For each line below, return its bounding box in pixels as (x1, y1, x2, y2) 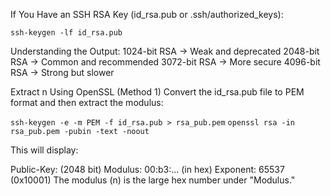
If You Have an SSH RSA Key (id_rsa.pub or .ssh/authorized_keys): (10, 9, 284, 20)
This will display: (10, 144, 79, 156)
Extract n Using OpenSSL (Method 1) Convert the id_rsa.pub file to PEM (10, 86, 305, 98)
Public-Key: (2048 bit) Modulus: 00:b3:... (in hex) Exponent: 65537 (10, 164, 285, 175)
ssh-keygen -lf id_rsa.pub (10, 28, 123, 38)
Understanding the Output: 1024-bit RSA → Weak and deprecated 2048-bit (10, 45, 320, 57)
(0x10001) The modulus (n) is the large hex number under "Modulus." (10, 174, 296, 186)
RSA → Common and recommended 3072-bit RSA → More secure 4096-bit (10, 56, 321, 68)
